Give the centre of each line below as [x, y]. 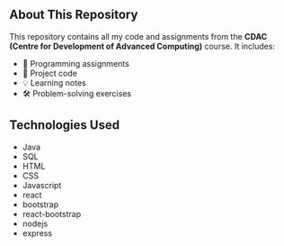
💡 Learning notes [54, 82]
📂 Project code [50, 73]
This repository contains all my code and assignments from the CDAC [138, 36]
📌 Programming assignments [76, 63]
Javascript [42, 185]
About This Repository [74, 15]
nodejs [35, 223]
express [37, 232]
